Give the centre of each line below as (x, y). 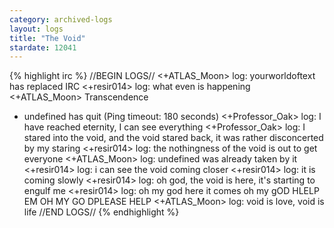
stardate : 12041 (43, 47)
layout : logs (36, 29)
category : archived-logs (61, 19)
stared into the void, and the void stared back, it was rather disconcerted (173, 138)
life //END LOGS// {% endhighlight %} (101, 212)
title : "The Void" (47, 38)
